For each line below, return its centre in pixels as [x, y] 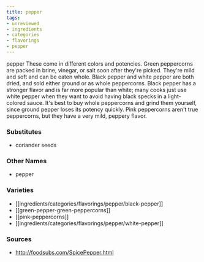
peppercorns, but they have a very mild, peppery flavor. [77, 116]
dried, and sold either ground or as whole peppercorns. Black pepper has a [101, 83]
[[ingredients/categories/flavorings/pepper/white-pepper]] [89, 223]
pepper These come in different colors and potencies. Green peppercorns [100, 64]
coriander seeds [36, 145]
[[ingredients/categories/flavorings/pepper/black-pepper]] [89, 204]
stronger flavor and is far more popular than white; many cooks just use [96, 90]
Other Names [27, 161]
